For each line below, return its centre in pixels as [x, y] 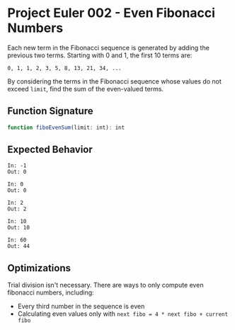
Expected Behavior [50, 150]
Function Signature [50, 111]
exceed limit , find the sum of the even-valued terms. [86, 89]
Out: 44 [19, 246]
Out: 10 [19, 228]
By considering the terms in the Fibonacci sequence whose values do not [114, 81]
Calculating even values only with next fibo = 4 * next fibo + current [123, 314]
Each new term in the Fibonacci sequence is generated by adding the [109, 47]
